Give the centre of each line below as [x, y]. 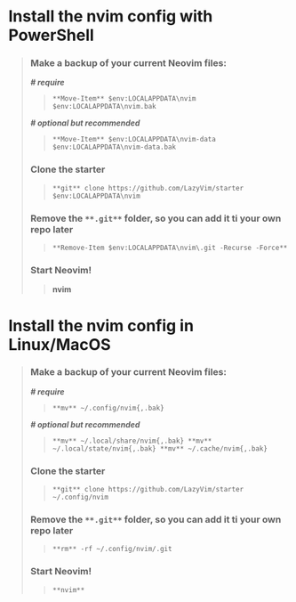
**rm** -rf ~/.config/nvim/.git [112, 549]
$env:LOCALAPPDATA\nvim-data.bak [114, 147]
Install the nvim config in [101, 325]
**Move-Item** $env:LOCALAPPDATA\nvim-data [134, 140]
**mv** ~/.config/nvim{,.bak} [108, 408]
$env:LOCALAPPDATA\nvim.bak [104, 107]
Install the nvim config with [111, 16]
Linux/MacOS [60, 344]
